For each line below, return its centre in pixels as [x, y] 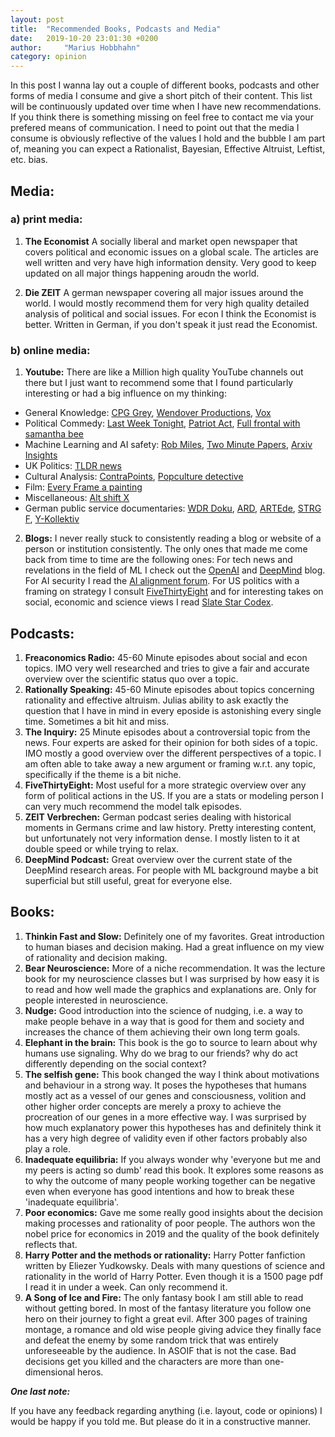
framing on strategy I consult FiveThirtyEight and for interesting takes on [174, 592]
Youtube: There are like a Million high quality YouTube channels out [164, 372]
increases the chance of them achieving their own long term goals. [162, 1032]
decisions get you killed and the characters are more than [143, 1361]
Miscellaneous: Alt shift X [77, 498]
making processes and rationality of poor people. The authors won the [170, 1223]
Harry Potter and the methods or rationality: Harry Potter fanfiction [165, 1255]
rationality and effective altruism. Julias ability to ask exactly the [156, 700]
